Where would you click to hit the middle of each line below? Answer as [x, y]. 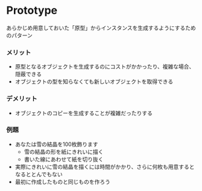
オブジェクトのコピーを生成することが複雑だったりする [84, 113]
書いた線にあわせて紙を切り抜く [64, 159]
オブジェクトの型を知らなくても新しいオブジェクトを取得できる [94, 82]
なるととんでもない [39, 174]
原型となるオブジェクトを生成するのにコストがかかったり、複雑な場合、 [105, 67]
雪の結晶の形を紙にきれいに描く [64, 151]
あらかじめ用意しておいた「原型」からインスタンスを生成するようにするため [101, 28]
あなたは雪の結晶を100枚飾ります [56, 144]
